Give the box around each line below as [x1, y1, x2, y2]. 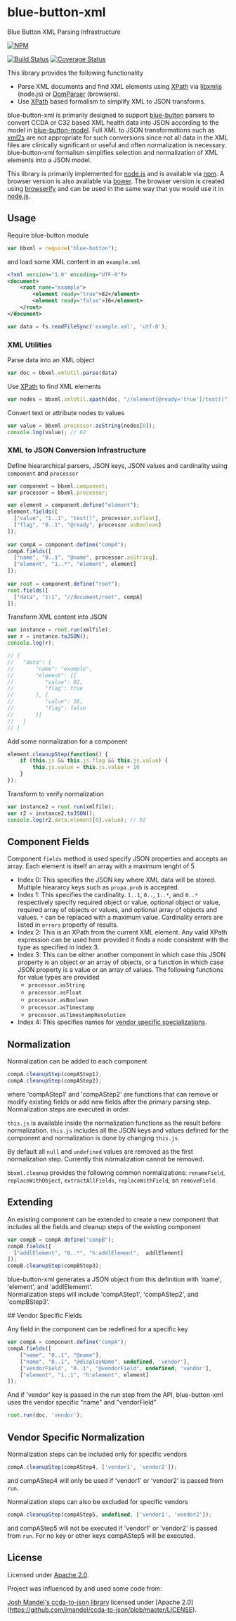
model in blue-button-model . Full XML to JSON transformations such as [7, 125, 215, 134]
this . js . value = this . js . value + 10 [32, 764, 140, 771]
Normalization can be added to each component [7, 1057, 147, 1066]
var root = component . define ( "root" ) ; [7, 580, 121, 587]
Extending [7, 1196, 53, 1209]
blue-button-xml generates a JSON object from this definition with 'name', [7, 1275, 222, 1283]
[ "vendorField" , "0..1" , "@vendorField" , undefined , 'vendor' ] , [20, 1364, 212, 1372]
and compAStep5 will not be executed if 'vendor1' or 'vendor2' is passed [7, 1524, 218, 1532]
